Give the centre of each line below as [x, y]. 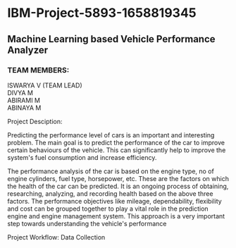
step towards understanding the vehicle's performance [87, 223]
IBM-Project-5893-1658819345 [102, 13]
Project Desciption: [35, 121]
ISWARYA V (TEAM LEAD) [45, 85]
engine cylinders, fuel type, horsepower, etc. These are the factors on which [118, 178]
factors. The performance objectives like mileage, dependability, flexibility [114, 201]
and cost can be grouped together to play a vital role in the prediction [108, 209]
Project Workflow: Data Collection [56, 237]
